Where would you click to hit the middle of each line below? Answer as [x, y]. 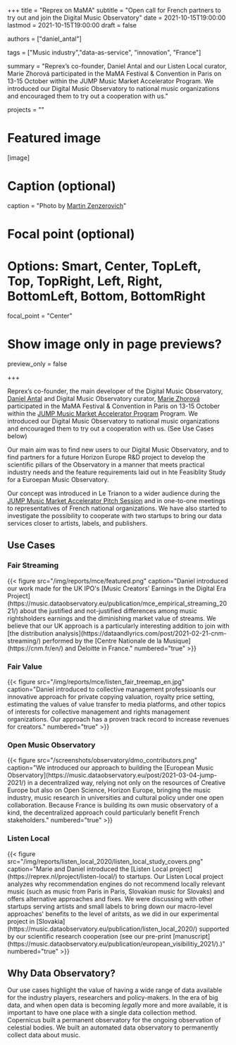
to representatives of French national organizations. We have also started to [117, 508]
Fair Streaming [33, 565]
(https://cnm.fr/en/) [35, 648]
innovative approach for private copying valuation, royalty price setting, [111, 696]
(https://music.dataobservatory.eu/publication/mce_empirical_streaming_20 [117, 603]
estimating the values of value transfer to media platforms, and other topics [117, 704]
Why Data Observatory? [62, 973]
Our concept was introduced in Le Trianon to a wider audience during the [114, 493]
